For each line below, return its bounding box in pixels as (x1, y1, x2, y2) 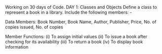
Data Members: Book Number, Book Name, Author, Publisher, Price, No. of (5, 19, 157, 25)
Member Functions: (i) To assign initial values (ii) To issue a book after (5, 34, 148, 39)
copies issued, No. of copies (5, 24, 63, 30)
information (5, 44, 29, 50)
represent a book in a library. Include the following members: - (5, 9, 132, 15)
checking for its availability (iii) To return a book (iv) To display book (5, 39, 143, 45)
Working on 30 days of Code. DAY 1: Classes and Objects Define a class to (5, 4, 157, 10)
